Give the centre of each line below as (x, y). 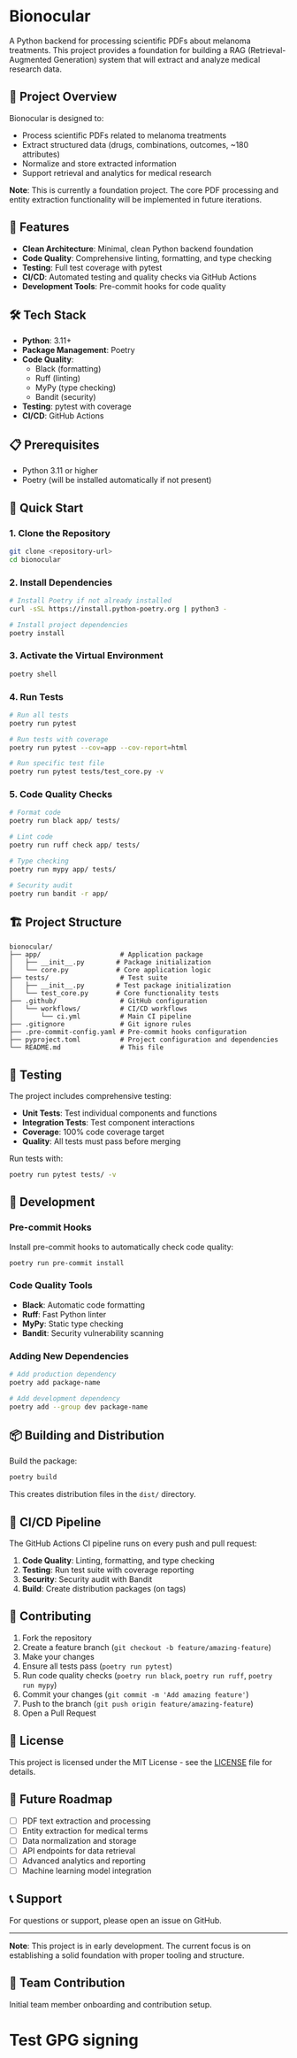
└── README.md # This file (87, 1048)
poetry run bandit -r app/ (59, 894)
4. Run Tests (36, 696)
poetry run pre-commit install (67, 1263)
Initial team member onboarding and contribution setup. (110, 2004)
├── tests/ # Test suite (88, 978)
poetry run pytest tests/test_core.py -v (87, 772)
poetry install (37, 633)
